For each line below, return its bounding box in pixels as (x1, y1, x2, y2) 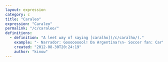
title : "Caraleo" (5, 16, 41, 21)
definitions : (5, 30, 32, 35)
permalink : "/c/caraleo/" (5, 26, 59, 31)
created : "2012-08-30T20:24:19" (14, 44, 81, 49)
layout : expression (5, 7, 46, 12)
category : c (5, 12, 30, 17)
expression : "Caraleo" (5, 21, 52, 26)
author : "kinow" (14, 49, 48, 54)
